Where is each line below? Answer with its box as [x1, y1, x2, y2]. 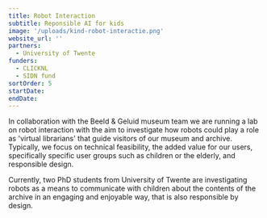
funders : [8, 57, 38, 65]
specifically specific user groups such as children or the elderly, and [8, 151, 236, 161]
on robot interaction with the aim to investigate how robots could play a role [8, 125, 260, 135]
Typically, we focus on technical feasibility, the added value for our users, [8, 142, 252, 152]
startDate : [8, 86, 45, 95]
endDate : [8, 94, 38, 103]
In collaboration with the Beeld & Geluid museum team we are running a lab [8, 116, 258, 126]
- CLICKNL [15, 65, 48, 73]
